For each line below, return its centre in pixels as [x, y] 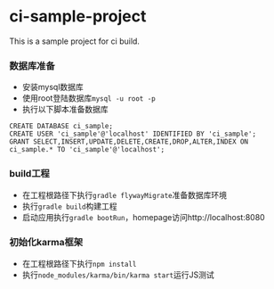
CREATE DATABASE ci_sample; [61, 127]
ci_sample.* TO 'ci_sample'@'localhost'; [87, 150]
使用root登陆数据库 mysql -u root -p [89, 98]
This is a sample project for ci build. [75, 41]
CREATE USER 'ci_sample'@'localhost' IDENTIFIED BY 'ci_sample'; [133, 134]
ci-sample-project [78, 17]
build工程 [30, 174]
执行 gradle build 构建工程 [69, 206]
